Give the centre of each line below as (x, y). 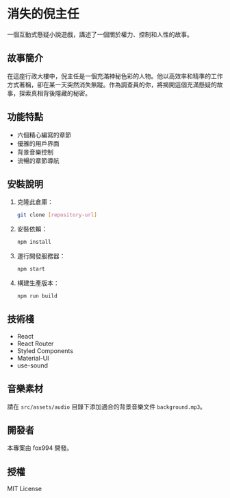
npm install (34, 242)
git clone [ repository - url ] (57, 215)
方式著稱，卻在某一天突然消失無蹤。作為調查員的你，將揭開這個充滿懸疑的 (112, 84)
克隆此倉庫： (35, 202)
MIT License (25, 489)
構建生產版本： (38, 283)
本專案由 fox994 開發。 (40, 448)
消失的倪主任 (43, 14)
